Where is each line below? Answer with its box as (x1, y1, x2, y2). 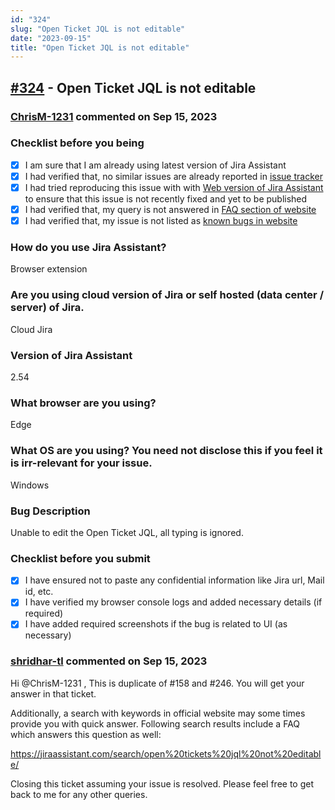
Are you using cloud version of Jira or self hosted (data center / (10, 288, 324, 302)
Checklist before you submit (10, 551, 151, 565)
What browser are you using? (10, 396, 157, 410)
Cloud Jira (10, 323, 53, 335)
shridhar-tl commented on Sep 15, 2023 (10, 654, 208, 668)
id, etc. (24, 586, 54, 598)
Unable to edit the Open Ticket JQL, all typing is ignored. (10, 526, 244, 538)
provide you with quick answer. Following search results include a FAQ (10, 717, 301, 730)
